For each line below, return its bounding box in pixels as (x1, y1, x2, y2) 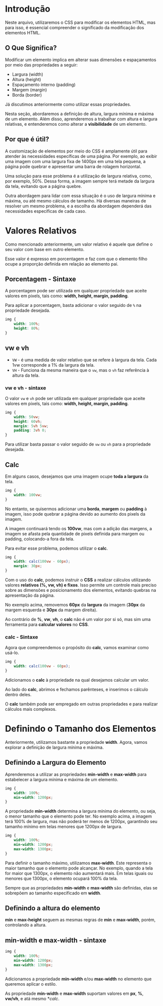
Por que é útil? (5, 135, 49, 144)
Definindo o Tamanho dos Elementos (5, 723, 156, 734)
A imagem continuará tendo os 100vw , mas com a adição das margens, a (5, 525, 152, 531)
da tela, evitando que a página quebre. (5, 183, 82, 189)
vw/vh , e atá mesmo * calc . (5, 995, 60, 1001)
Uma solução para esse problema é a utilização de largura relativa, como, (5, 173, 152, 179)
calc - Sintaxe (5, 634, 38, 640)
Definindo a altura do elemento (5, 904, 100, 912)
